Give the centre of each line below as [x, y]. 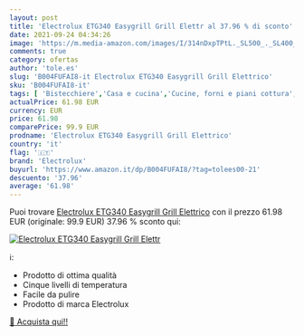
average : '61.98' [42, 187]
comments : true [38, 52]
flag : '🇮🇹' [32, 152]
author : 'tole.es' [44, 69]
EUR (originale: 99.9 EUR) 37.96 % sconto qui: [95, 222]
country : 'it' [36, 144]
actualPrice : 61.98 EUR [54, 102]
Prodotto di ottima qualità [70, 275]
